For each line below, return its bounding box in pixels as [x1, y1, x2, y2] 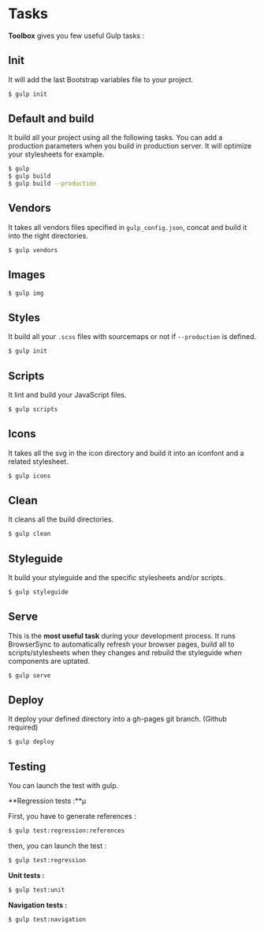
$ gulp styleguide [8, 588, 69, 596]
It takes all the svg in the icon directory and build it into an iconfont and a [8, 448, 244, 458]
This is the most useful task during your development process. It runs [8, 631, 236, 640]
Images [8, 268, 46, 281]
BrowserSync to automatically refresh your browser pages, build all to [8, 639, 235, 649]
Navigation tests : [8, 900, 68, 910]
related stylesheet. [8, 456, 69, 466]
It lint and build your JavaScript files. [8, 390, 128, 399]
